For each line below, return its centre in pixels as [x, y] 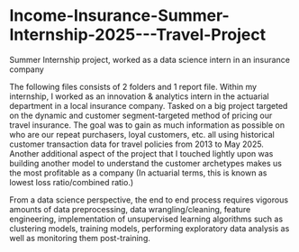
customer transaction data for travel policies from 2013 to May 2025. [136, 144]
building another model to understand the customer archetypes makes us [145, 163]
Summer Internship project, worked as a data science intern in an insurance [150, 59]
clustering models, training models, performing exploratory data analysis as [149, 228]
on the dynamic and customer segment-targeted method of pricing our [141, 115]
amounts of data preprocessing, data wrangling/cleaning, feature [130, 209]
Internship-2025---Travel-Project [138, 35]
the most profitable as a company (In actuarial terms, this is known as [138, 173]
